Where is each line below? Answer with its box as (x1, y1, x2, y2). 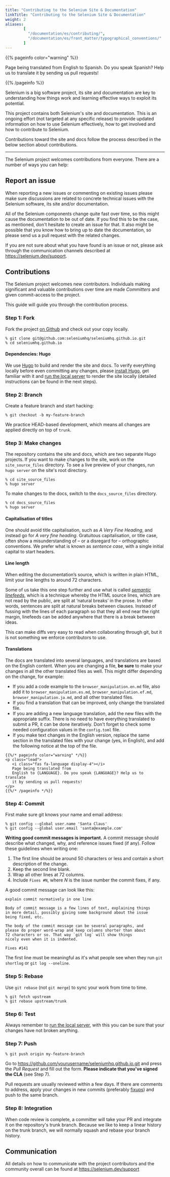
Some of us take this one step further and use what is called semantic (5, 586, 151, 593)
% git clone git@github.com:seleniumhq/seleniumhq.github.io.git (5, 336, 146, 341)
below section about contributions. (5, 141, 78, 148)
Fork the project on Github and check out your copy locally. (5, 326, 129, 332)
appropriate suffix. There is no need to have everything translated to (12, 716, 155, 722)
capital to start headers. (5, 548, 55, 554)
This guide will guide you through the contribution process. (5, 302, 129, 308)
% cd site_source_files (5, 477, 56, 482)
